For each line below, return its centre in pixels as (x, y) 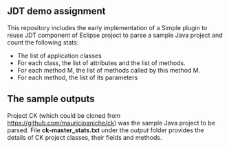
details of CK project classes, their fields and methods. (85, 137)
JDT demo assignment (56, 11)
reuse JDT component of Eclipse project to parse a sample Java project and (115, 35)
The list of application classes (59, 56)
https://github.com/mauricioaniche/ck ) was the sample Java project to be (111, 123)
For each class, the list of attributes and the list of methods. (101, 63)
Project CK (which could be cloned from (64, 115)
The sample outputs (51, 99)
